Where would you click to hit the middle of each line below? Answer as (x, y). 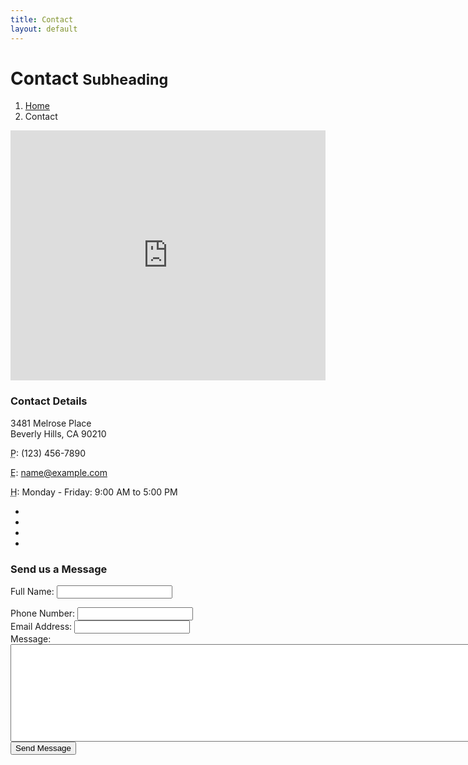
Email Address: (41, 627)
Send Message (43, 748)
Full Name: (32, 592)
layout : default (44, 29)
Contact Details (49, 401)
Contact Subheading (89, 78)
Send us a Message (59, 569)
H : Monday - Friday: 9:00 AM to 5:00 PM (94, 492)
